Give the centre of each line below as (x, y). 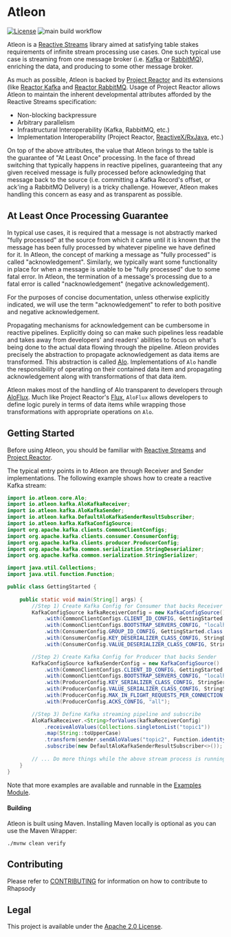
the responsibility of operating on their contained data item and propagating (114, 369)
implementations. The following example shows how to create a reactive (109, 478)
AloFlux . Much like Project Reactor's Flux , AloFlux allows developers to (108, 397)
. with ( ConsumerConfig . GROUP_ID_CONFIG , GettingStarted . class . (135, 632)
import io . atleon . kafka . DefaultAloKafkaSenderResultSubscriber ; (101, 517)
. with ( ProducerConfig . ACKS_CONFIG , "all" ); (107, 701)
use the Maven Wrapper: (42, 830)
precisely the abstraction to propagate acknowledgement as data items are (113, 354)
